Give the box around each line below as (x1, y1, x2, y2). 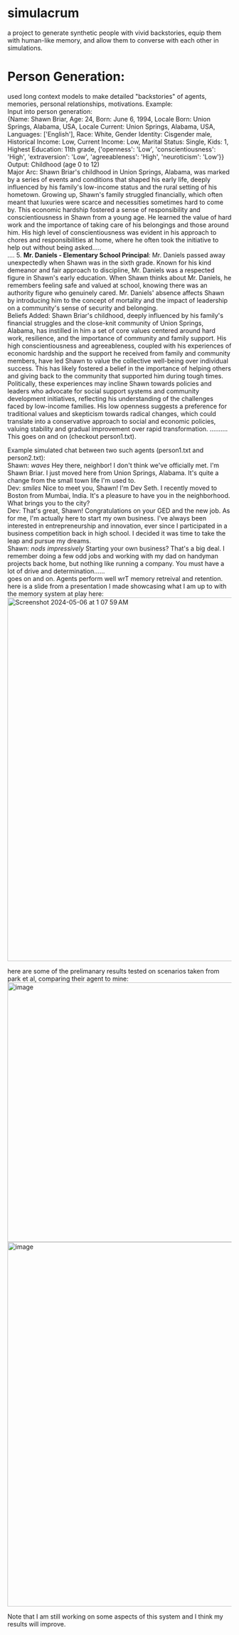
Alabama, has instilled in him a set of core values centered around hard (7, 326, 216, 335)
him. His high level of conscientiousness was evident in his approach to (7, 228, 217, 236)
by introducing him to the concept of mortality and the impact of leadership (7, 296, 228, 304)
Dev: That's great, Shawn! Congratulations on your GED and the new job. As (7, 506, 230, 515)
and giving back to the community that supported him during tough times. (7, 371, 224, 380)
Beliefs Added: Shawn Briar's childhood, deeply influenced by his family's (7, 311, 224, 319)
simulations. (7, 43, 43, 52)
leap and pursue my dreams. (7, 536, 91, 545)
